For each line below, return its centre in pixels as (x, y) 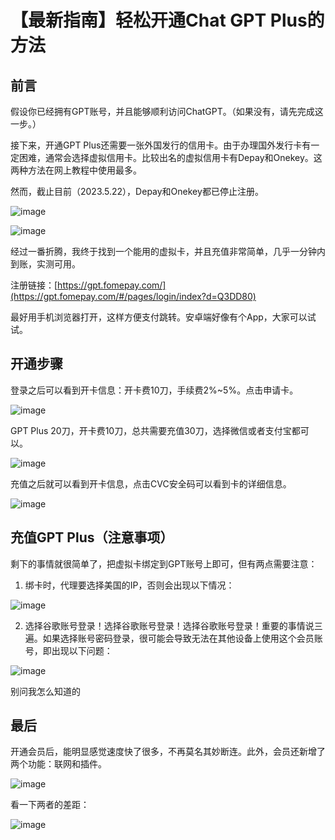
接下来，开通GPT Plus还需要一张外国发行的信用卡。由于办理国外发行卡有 (161, 145)
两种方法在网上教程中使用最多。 (76, 170)
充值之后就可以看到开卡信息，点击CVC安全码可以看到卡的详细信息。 (151, 483)
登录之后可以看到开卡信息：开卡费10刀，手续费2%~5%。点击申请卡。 (154, 390)
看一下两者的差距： (50, 805)
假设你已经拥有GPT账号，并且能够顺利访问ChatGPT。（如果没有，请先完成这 (167, 111)
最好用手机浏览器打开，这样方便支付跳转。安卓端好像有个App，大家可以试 (163, 317)
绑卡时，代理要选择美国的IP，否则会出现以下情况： (129, 585)
